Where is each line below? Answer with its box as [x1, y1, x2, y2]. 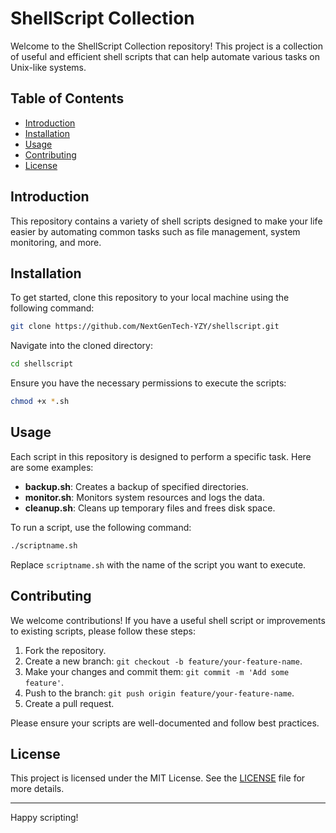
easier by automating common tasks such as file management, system [10, 225, 301, 237]
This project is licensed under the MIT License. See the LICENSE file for [10, 772, 306, 784]
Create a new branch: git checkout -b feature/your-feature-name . [24, 655, 303, 667]
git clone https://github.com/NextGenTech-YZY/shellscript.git [10, 322, 280, 332]
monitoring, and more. [10, 236, 102, 248]
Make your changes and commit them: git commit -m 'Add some [24, 665, 290, 677]
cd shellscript [10, 359, 74, 369]
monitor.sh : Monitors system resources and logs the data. [24, 491, 265, 503]
